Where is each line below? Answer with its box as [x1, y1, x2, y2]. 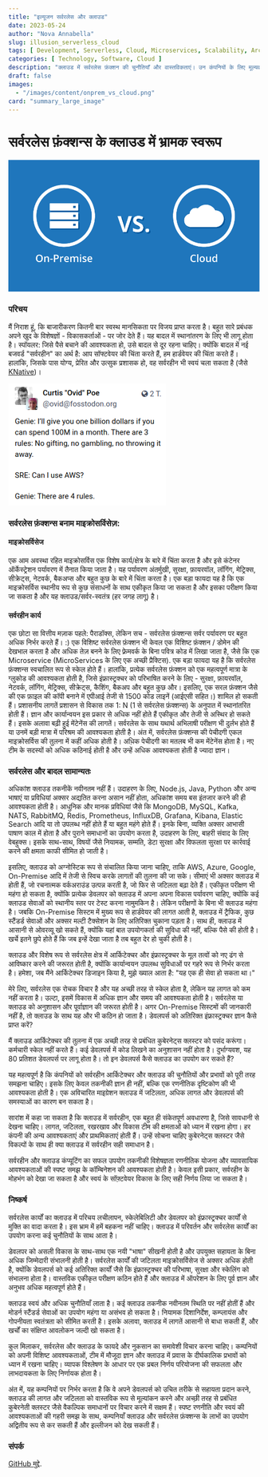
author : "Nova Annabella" [8, 30, 94, 38]
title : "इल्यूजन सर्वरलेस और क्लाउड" [8, 13, 108, 21]
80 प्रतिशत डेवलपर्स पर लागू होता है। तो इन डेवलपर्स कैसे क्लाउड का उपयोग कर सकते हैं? [8, 1054, 235, 1064]
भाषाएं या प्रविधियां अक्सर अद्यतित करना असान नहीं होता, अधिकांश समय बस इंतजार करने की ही [8, 793, 246, 803]
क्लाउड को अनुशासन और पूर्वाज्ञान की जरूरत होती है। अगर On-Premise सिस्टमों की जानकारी [8, 1003, 251, 1012]
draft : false [8, 72, 52, 80]
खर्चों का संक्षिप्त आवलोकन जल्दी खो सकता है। [8, 1325, 125, 1335]
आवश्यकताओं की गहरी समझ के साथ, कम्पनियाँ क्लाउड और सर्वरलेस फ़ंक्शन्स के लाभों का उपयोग [8, 1411, 249, 1421]
